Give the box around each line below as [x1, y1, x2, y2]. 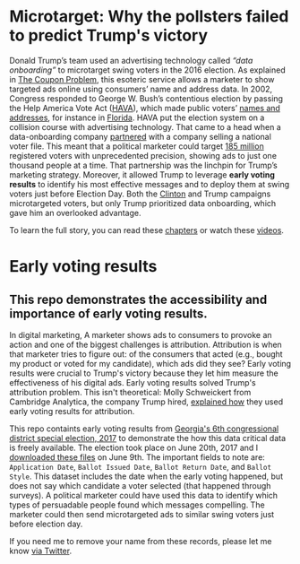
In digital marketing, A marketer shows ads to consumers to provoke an [9, 329, 272, 340]
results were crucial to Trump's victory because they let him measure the [9, 368, 279, 378]
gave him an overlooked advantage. [9, 207, 141, 218]
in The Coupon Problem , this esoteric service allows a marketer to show [9, 74, 275, 84]
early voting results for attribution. [9, 405, 135, 416]
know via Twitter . [9, 545, 73, 556]
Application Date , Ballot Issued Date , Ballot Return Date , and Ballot [9, 461, 271, 472]
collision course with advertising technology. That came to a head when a [9, 121, 282, 132]
